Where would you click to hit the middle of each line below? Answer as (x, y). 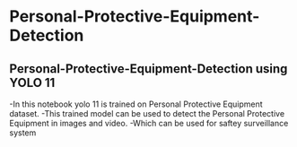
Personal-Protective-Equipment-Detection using (148, 69)
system (23, 133)
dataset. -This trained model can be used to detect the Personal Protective (147, 113)
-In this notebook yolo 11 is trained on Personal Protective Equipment (136, 104)
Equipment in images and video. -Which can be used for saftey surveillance (149, 123)
